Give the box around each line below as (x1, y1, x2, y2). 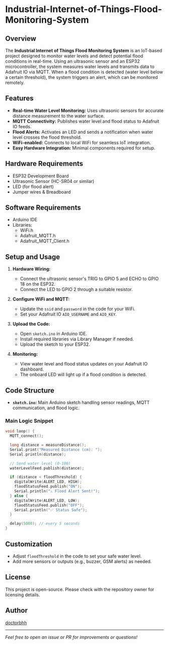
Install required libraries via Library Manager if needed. (20, 336, 134, 342)
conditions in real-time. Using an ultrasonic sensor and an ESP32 (5, 58, 140, 64)
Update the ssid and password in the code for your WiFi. (20, 306, 136, 312)
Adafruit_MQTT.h (20, 233, 56, 239)
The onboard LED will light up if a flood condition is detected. (20, 372, 147, 378)
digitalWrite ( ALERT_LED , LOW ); (14, 498, 80, 503)
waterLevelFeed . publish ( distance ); (10, 466, 84, 471)
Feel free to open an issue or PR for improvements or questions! (5, 634, 138, 640)
